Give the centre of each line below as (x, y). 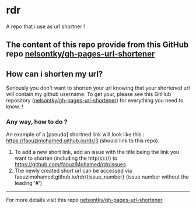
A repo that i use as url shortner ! (46, 26)
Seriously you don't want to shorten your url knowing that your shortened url (98, 88)
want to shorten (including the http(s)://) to (66, 158)
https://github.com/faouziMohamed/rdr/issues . (71, 165)
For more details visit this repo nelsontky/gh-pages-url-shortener (84, 200)
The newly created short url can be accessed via (73, 171)
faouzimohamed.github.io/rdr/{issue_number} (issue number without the (101, 177)
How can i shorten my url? (55, 74)
